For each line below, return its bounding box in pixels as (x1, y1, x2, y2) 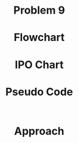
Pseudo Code (5, 85, 73, 98)
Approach (14, 124, 65, 138)
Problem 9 (13, 4, 65, 17)
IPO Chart (14, 58, 64, 71)
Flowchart (13, 31, 65, 45)
